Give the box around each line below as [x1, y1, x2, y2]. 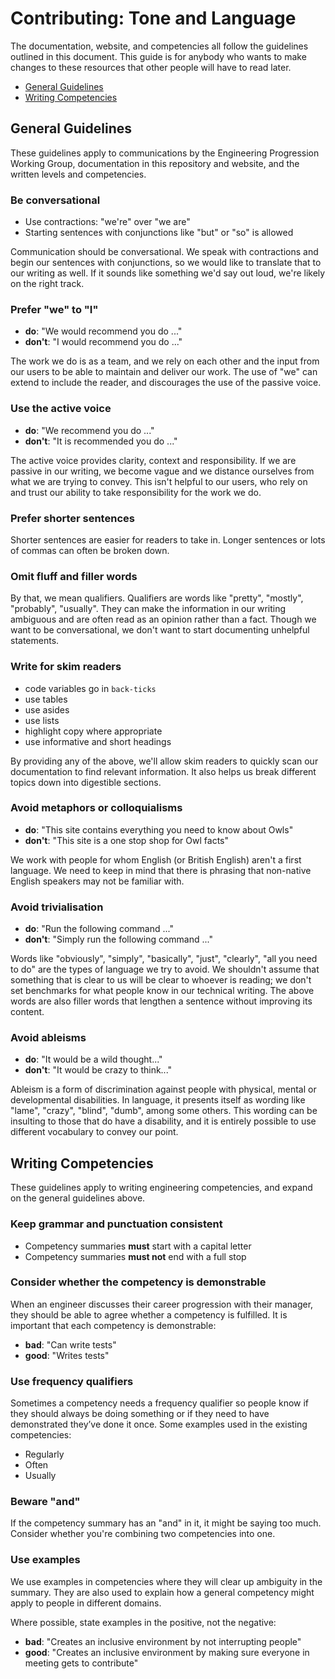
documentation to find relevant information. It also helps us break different [10, 765, 317, 777]
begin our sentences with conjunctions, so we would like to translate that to [10, 257, 322, 269]
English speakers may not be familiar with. [10, 875, 185, 887]
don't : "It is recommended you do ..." [24, 435, 178, 447]
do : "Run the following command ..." [24, 923, 174, 935]
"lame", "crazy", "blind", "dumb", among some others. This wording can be [10, 1105, 318, 1117]
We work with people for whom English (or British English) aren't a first [10, 853, 302, 866]
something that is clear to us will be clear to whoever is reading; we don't [10, 974, 312, 986]
